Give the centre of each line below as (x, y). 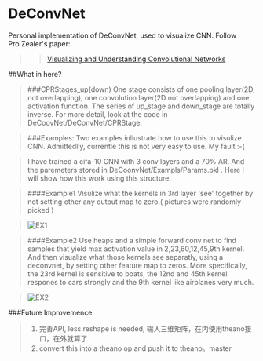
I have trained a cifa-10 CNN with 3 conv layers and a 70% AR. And (136, 161)
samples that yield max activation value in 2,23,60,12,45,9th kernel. (136, 249)
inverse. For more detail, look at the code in (97, 114)
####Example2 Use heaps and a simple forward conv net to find (132, 240)
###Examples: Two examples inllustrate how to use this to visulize (134, 137)
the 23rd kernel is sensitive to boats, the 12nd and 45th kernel (127, 273)
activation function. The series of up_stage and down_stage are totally (141, 106)
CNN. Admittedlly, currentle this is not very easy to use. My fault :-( (136, 146)
